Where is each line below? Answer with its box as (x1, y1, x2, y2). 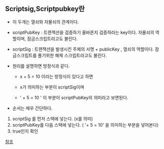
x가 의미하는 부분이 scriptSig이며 (19, 84, 84, 90)
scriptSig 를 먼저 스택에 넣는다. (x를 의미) (12, 116, 93, 122)
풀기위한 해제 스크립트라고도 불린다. (38, 52, 107, 58)
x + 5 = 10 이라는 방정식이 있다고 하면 (19, 74, 93, 79)
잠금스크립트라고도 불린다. (27, 35, 78, 41)
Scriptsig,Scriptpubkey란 (5, 4, 85, 13)
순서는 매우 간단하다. (12, 105, 53, 111)
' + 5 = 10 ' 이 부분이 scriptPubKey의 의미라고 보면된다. (19, 94, 128, 100)
